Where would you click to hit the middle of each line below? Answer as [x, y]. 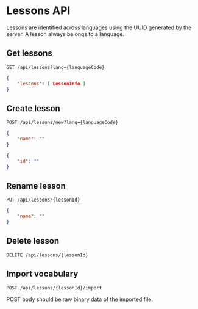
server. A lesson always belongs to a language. [65, 34]
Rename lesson [36, 186]
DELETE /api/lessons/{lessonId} [47, 255]
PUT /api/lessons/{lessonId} [43, 200]
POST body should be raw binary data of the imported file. [80, 299]
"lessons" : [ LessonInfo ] [51, 84]
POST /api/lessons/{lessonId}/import [54, 288]
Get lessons [30, 53]
